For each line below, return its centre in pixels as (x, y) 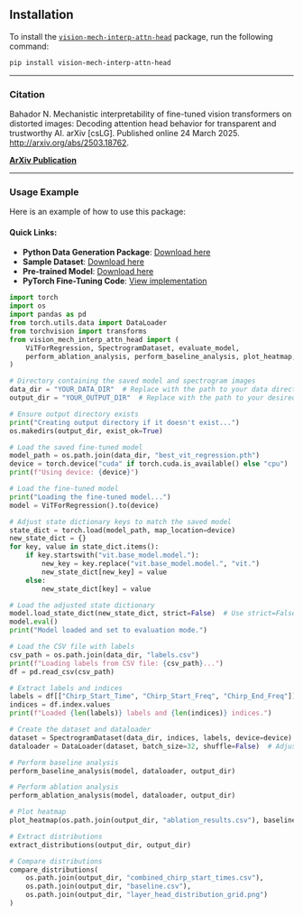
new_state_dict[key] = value (96, 589)
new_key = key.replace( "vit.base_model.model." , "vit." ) (151, 564)
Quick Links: (33, 232)
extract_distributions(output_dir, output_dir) (101, 845)
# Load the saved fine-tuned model (76, 447)
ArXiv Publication (43, 160)
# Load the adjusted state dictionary (82, 605)
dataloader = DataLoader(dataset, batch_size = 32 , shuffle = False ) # (141, 746)
